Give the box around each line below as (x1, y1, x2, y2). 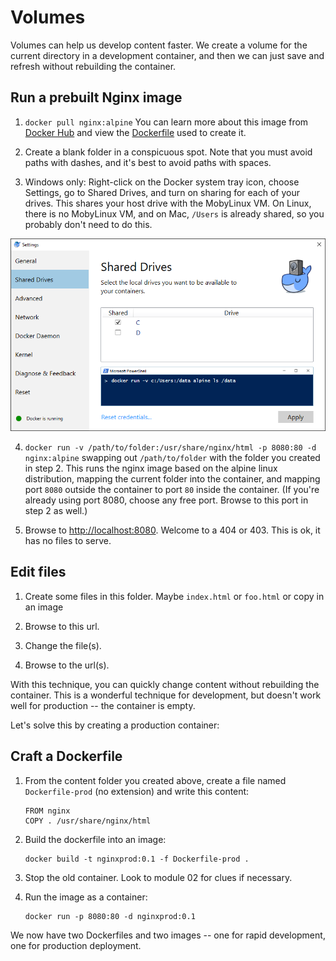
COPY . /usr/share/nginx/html (24, 816, 152, 826)
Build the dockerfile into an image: (24, 833, 167, 845)
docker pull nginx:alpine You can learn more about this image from (24, 116, 309, 128)
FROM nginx (24, 806, 71, 816)
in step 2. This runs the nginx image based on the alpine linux (24, 462, 278, 475)
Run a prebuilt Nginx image (10, 89, 183, 106)
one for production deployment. (10, 939, 142, 951)
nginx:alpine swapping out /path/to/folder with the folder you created (24, 452, 321, 464)
